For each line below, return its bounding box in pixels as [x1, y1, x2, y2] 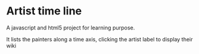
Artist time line [6, 4, 82, 18]
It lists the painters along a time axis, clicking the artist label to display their [6, 35, 194, 43]
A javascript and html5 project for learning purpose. [6, 24, 135, 31]
